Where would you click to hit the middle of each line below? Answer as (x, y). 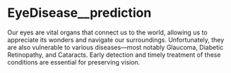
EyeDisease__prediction (79, 13)
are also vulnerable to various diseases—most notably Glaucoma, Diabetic (115, 47)
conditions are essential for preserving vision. (74, 62)
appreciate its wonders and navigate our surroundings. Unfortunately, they (116, 39)
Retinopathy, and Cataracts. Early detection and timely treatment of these (114, 55)
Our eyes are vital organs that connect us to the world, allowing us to (107, 32)
